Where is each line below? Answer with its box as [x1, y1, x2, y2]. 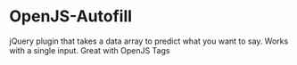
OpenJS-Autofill [9, 6, 132, 27]
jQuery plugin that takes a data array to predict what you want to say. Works [9, 36, 289, 46]
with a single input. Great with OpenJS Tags [9, 45, 170, 55]
